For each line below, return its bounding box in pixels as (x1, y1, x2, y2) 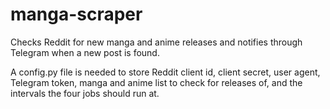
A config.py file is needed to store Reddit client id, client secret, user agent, (10, 66, 321, 78)
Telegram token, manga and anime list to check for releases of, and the (10, 76, 303, 88)
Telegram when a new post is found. (10, 46, 160, 58)
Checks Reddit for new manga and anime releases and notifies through (10, 36, 303, 48)
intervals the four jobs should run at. (10, 87, 160, 99)
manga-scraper (10, 3, 143, 26)
